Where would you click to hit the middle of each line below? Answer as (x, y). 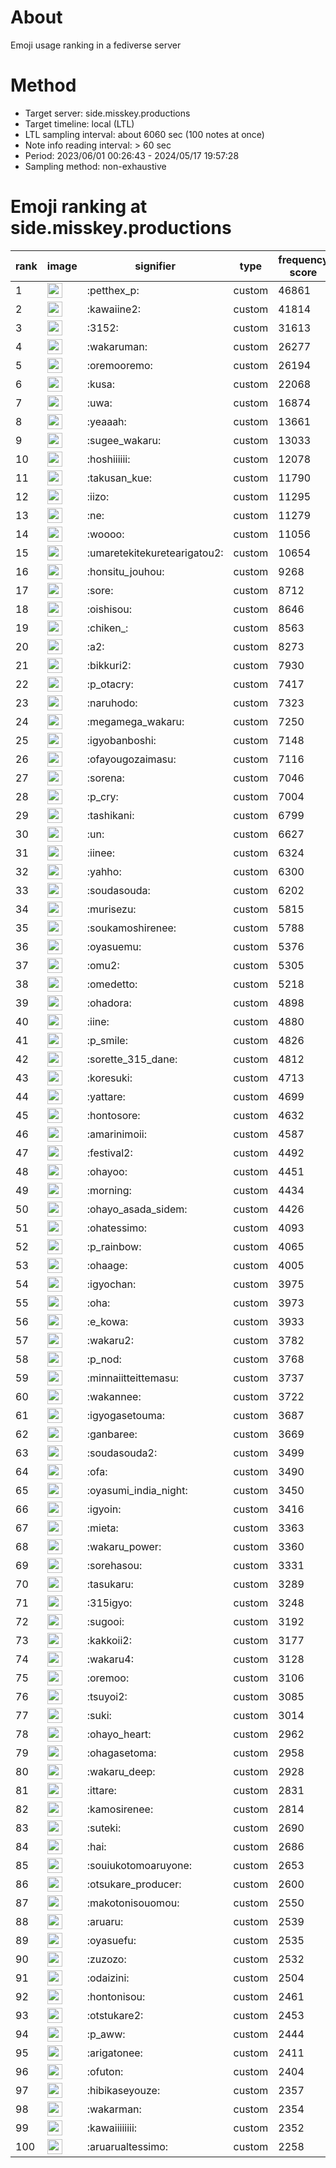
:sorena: (105, 778)
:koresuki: (109, 1078)
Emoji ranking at (79, 207)
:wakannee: (114, 1396)
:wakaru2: (110, 1340)
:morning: (109, 1190)
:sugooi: (105, 1621)
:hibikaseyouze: (123, 2090)
